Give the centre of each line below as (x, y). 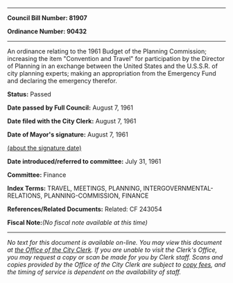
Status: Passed (29, 94)
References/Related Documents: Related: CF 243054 (85, 209)
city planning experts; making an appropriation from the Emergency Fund (112, 73)
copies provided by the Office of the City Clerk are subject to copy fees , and (116, 265)
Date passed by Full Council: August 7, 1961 (70, 108)
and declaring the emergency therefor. (62, 81)
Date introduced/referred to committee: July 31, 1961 (84, 161)
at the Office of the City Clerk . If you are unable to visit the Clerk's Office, (112, 250)
